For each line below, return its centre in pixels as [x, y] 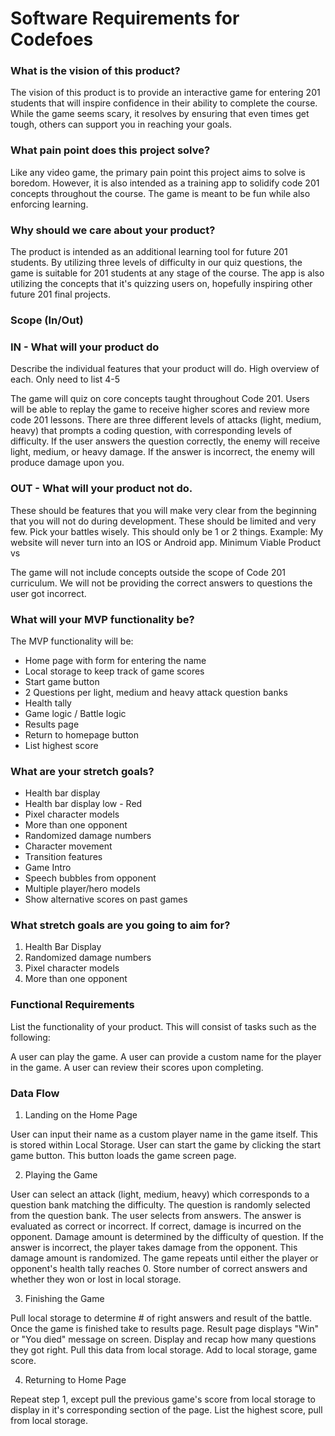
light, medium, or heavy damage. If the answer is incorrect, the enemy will [162, 452]
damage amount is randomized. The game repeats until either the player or [164, 1258]
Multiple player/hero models [82, 889]
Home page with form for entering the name [115, 660]
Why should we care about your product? [113, 230]
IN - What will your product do [85, 347]
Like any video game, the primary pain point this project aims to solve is [158, 172]
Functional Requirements [72, 1005]
